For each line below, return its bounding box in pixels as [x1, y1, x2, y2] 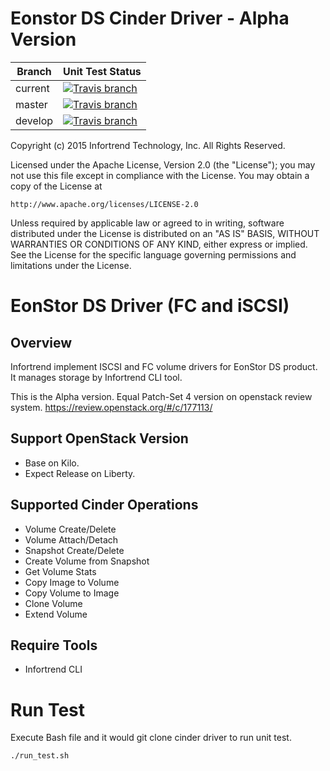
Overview [10, 334, 73, 351]
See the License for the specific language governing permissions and [10, 248, 297, 261]
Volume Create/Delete [24, 523, 117, 535]
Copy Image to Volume [24, 576, 120, 588]
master [15, 97, 48, 111]
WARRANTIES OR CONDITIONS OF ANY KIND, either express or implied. [10, 238, 308, 250]
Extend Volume [24, 608, 88, 620]
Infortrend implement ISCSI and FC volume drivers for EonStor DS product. [10, 360, 318, 372]
